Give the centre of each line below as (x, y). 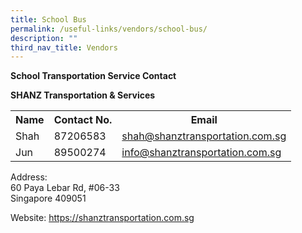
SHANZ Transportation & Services (83, 95)
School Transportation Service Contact (93, 76)
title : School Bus (48, 19)
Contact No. (83, 120)
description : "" (44, 38)
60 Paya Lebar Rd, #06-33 (65, 188)
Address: (29, 177)
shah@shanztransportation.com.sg (204, 136)
